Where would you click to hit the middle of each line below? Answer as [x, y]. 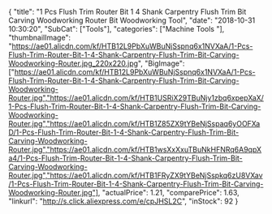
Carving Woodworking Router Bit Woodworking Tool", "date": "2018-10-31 [132, 20]
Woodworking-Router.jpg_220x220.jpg [73, 63]
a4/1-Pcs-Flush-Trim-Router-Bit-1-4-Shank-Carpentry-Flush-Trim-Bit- [126, 158]
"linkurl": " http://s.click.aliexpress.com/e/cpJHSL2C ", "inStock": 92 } [123, 201]
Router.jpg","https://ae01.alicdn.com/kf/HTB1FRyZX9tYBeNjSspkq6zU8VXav [136, 175]
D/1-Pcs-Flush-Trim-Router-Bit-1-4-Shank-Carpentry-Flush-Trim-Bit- [124, 132]
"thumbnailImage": [40, 37]
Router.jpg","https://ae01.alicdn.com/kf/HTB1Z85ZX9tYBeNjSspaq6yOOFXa [134, 124]
